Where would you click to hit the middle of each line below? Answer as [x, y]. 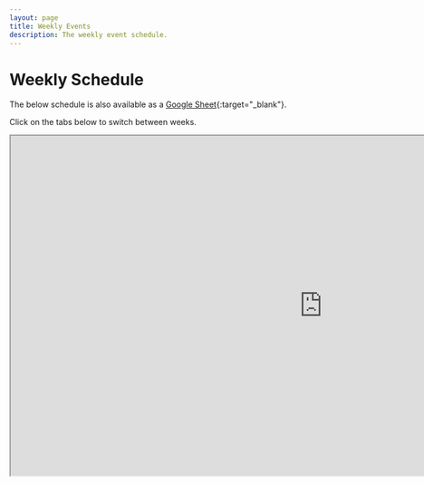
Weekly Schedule [77, 79]
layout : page [34, 18]
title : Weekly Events [50, 26]
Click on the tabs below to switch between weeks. [103, 122]
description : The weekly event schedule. [89, 34]
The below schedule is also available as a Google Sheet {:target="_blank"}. [148, 104]
